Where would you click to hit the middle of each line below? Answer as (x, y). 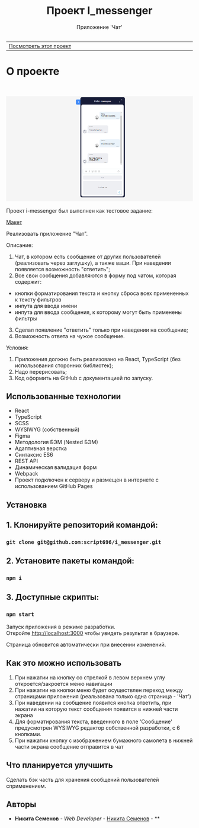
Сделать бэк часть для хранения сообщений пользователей (83, 779)
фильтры (26, 318)
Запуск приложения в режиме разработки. (61, 627)
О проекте (33, 71)
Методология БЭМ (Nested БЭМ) (57, 442)
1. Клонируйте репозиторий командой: (82, 525)
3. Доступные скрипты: (53, 597)
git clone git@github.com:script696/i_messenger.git (84, 542)
